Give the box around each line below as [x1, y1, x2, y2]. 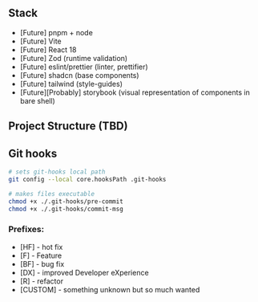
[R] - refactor [19, 276, 64, 286]
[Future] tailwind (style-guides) [19, 79, 123, 88]
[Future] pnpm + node [19, 27, 94, 37]
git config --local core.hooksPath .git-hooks [8, 175, 167, 183]
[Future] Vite [19, 36, 62, 46]
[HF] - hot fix [19, 242, 63, 251]
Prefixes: [8, 224, 45, 235]
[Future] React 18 [19, 44, 77, 55]
